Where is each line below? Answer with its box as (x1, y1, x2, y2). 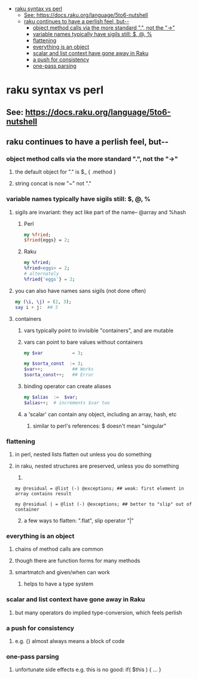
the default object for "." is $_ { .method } (14, 168, 116, 175)
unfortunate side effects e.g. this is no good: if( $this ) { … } (14, 666, 162, 673)
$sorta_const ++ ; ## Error (23, 372, 94, 378)
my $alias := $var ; (23, 395, 78, 401)
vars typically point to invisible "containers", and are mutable (23, 326, 173, 334)
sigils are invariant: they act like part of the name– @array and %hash (14, 208, 187, 216)
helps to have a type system (23, 580, 94, 587)
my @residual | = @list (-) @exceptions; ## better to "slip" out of (14, 501, 193, 508)
